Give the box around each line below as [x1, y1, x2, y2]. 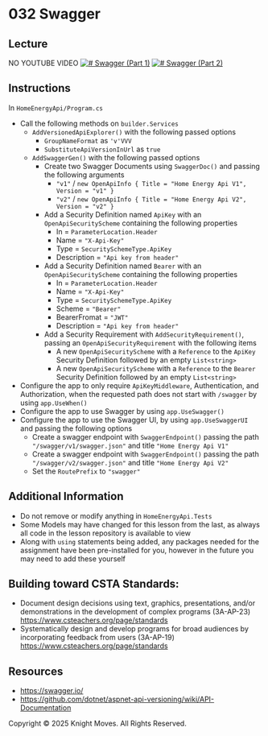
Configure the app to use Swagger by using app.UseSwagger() [19, 406, 225, 416]
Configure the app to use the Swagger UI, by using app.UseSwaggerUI [19, 415, 249, 424]
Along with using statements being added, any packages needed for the [19, 536, 260, 546]
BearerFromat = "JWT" [56, 312, 129, 322]
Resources [8, 664, 64, 678]
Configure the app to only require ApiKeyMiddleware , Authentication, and [19, 380, 259, 391]
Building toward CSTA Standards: [8, 577, 179, 591]
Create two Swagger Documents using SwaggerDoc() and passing [43, 161, 260, 171]
